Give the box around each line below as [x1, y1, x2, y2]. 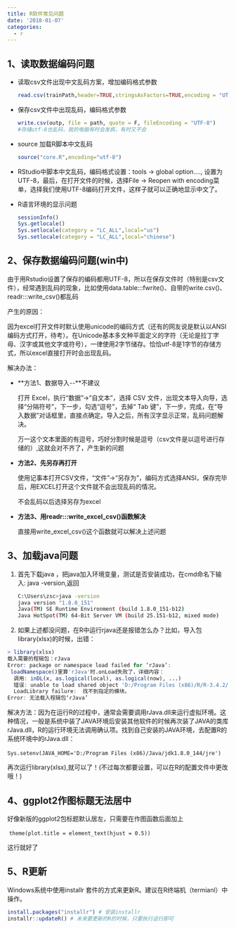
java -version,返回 [27, 579, 79, 587]
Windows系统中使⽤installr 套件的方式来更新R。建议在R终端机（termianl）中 [7, 885, 228, 894]
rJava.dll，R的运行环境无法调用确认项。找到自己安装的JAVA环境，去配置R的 [7, 726, 227, 734]
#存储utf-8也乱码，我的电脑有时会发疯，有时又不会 [17, 126, 147, 133]
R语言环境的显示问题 [17, 200, 77, 208]
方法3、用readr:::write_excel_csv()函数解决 [17, 512, 146, 521]
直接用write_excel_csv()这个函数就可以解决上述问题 [17, 527, 166, 536]
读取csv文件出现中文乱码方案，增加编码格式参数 [17, 78, 158, 87]
